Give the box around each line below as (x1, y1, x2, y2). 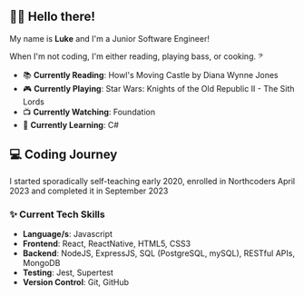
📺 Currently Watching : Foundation (22, 106, 156, 117)
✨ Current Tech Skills (9, 208, 106, 221)
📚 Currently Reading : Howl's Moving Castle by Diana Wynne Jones (22, 69, 279, 80)
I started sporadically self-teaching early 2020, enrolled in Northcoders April (9, 175, 296, 186)
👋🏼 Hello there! (9, 9, 95, 25)
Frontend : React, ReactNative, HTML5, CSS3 (22, 238, 191, 249)
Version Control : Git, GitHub (22, 276, 130, 287)
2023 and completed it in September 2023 (9, 185, 169, 196)
